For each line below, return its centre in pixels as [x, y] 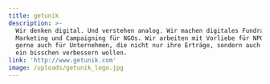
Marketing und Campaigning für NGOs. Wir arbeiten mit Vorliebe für [133, 38]
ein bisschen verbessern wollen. [72, 53]
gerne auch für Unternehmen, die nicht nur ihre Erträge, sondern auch [138, 46]
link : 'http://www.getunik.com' [62, 61]
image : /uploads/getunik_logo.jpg [66, 68]
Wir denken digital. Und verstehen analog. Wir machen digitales [127, 30]
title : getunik [34, 16]
